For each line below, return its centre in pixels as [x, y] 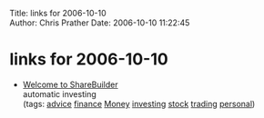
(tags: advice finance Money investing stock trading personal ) [139, 103]
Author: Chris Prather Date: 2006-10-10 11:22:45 [100, 23]
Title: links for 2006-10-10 [58, 13]
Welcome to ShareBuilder [70, 84]
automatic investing [60, 93]
